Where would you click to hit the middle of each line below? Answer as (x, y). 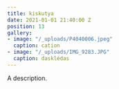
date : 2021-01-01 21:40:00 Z (49, 20)
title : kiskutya (30, 13)
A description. (27, 78)
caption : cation (37, 46)
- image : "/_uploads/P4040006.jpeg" (60, 39)
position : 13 (26, 26)
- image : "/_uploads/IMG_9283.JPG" (58, 52)
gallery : (20, 33)
